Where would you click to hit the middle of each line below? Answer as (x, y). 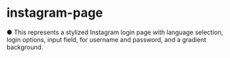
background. (25, 47)
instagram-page (55, 13)
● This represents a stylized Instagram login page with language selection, (115, 32)
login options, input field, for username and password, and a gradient (107, 39)
